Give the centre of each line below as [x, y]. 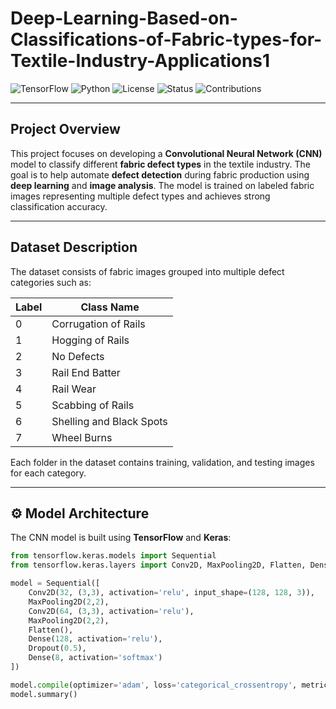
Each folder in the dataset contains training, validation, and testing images [162, 462]
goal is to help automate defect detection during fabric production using [160, 174]
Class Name [110, 307]
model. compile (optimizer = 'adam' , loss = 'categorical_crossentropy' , [154, 685]
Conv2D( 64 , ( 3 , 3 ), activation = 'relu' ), [111, 611]
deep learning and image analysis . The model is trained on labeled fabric [162, 185]
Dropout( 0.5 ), [57, 648]
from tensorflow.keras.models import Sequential [113, 556]
